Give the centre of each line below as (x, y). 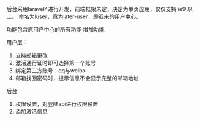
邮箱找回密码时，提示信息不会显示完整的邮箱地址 (77, 78)
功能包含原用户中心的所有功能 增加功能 (55, 29)
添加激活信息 (31, 112)
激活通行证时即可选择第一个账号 (55, 63)
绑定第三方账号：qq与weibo (50, 71)
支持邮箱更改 (31, 55)
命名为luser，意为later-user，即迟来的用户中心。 (80, 16)
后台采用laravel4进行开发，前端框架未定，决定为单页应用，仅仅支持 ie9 (96, 9)
